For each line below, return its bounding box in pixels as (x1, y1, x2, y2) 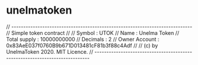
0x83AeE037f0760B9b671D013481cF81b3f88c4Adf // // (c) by (6, 42, 158, 49)
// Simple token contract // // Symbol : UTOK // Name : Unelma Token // (6, 29, 179, 36)
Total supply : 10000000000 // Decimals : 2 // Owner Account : (6, 35, 160, 43)
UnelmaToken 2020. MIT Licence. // (6, 48, 93, 55)
